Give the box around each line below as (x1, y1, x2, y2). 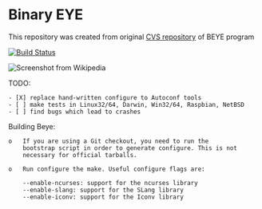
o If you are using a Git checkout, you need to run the (8, 137, 209, 145)
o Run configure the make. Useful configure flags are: (8, 165, 205, 173)
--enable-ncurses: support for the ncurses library (22, 179, 198, 187)
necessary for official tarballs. (22, 151, 137, 159)
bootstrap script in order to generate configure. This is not (22, 144, 238, 152)
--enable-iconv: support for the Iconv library (22, 193, 184, 201)
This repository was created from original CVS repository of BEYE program (8, 32, 255, 41)
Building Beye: (8, 121, 56, 131)
